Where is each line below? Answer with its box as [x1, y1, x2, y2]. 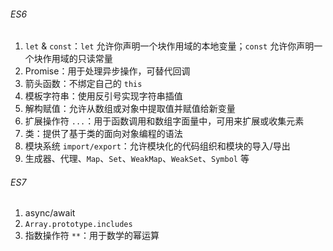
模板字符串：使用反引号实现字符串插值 [24, 90, 183, 102]
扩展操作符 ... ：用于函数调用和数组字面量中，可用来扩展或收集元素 [24, 115, 305, 127]
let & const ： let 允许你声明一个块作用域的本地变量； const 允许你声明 [24, 40, 315, 52]
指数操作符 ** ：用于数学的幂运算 [24, 230, 160, 242]
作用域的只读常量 [42, 53, 113, 65]
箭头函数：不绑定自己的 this [24, 78, 143, 90]
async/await [24, 207, 76, 219]
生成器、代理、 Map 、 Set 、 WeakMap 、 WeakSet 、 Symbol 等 [24, 153, 250, 165]
